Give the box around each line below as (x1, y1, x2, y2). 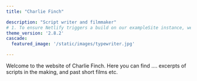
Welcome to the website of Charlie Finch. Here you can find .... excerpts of (6, 62, 186, 69)
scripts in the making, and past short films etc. (6, 69, 118, 75)
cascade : (6, 36, 28, 42)
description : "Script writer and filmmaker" (6, 19, 117, 25)
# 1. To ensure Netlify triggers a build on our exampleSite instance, (6, 25, 185, 31)
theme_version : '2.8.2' (6, 30, 64, 36)
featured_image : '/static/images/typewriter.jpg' (11, 41, 135, 47)
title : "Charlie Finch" (6, 8, 64, 15)
